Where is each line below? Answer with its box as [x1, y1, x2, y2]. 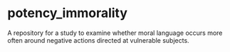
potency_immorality [7, 5, 128, 21]
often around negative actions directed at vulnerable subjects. [7, 36, 190, 44]
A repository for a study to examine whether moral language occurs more [7, 28, 223, 37]
